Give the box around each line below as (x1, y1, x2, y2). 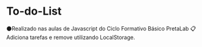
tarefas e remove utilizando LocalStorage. (29, 34, 135, 41)
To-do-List (6, 4, 62, 18)
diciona (6, 34, 29, 41)
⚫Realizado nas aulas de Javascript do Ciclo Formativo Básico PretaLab (6, 24, 189, 32)
